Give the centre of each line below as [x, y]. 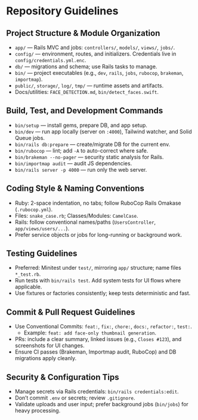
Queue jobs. [30, 138]
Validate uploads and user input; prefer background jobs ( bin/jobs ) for [102, 404]
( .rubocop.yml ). [33, 209]
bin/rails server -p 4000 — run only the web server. [81, 169]
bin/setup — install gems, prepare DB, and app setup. [81, 125]
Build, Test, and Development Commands [85, 111]
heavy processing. [38, 410]
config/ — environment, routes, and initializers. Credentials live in [95, 54]
